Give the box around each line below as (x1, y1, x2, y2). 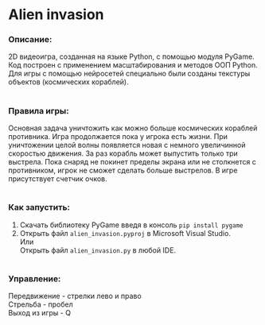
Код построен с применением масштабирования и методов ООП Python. (8, 60, 259, 70)
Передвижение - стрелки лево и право (8, 292, 142, 301)
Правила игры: (8, 105, 69, 116)
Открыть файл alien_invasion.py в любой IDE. (19, 245, 177, 255)
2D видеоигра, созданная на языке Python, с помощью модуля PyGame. (8, 52, 255, 61)
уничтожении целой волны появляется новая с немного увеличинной (8, 141, 246, 150)
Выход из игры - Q (8, 308, 72, 318)
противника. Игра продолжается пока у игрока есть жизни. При (8, 132, 228, 141)
